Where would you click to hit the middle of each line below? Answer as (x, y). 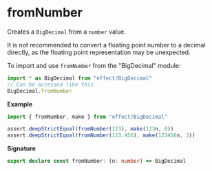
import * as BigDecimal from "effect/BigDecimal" (80, 78)
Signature (22, 148)
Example (20, 104)
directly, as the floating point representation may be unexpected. (99, 52)
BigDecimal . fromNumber (40, 91)
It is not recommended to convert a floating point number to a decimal (106, 45)
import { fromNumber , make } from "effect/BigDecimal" (87, 117)
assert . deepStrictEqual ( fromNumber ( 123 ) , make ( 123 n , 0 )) (91, 129)
